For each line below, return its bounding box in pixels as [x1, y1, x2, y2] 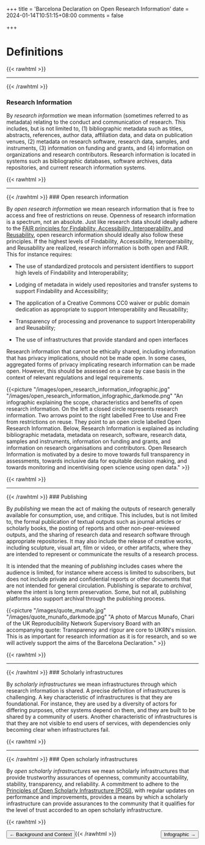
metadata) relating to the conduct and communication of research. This [6, 119, 186, 126]
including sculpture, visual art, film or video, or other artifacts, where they [6, 544, 191, 551]
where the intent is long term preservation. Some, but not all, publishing [6, 589, 186, 596]
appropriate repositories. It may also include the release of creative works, [6, 538, 193, 545]
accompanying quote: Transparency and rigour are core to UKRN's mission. [6, 627, 197, 634]
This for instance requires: [6, 251, 73, 258]
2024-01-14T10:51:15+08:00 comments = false [6, 12, 124, 19]
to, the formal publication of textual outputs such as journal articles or [6, 518, 182, 526]
